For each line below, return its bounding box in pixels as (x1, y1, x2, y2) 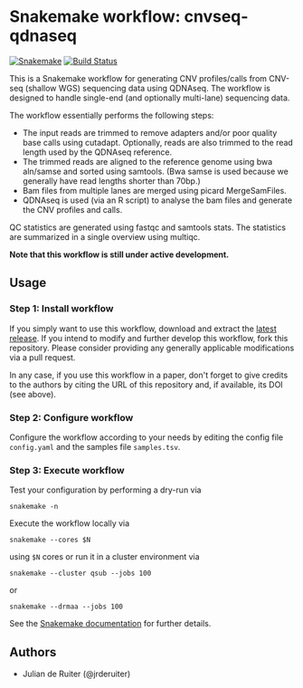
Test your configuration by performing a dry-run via (9, 484, 202, 495)
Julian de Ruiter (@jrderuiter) (22, 668, 131, 680)
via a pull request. (9, 351, 76, 363)
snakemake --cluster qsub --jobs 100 (9, 569, 152, 578)
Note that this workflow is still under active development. (9, 249, 230, 260)
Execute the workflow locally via (9, 518, 130, 529)
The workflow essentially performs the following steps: (9, 110, 214, 120)
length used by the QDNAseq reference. (22, 147, 173, 158)
